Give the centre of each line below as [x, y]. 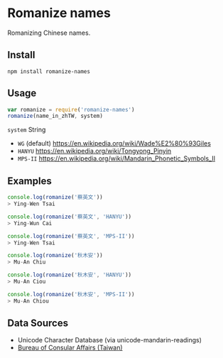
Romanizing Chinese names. [49, 33]
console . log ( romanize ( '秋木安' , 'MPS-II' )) [71, 294]
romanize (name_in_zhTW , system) [55, 116]
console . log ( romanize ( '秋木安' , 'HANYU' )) [70, 275]
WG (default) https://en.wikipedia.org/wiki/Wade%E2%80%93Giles [114, 143]
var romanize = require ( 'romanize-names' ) [71, 109]
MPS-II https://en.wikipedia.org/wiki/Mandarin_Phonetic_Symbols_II [116, 158]
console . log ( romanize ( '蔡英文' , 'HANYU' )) [70, 217]
